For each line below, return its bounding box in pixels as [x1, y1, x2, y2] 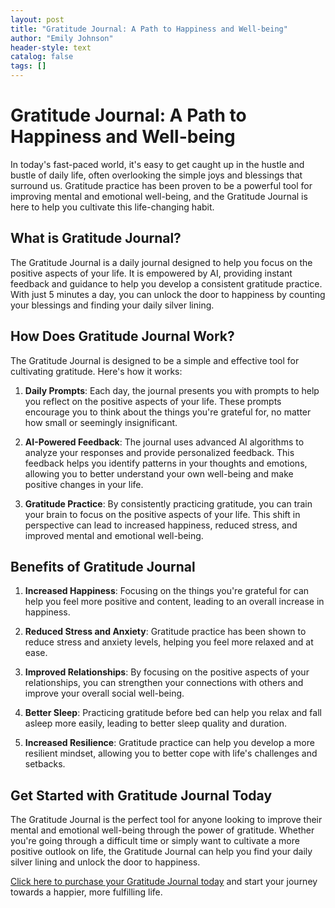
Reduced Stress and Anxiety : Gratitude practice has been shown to [24, 626, 307, 638]
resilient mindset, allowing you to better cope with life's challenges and [24, 747, 318, 760]
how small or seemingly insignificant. [24, 416, 178, 428]
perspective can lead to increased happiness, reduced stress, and [24, 519, 298, 531]
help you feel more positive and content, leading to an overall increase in [24, 596, 325, 608]
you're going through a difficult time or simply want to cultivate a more [10, 835, 300, 847]
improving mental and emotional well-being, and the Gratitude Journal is [10, 190, 308, 202]
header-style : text [10, 42, 92, 53]
